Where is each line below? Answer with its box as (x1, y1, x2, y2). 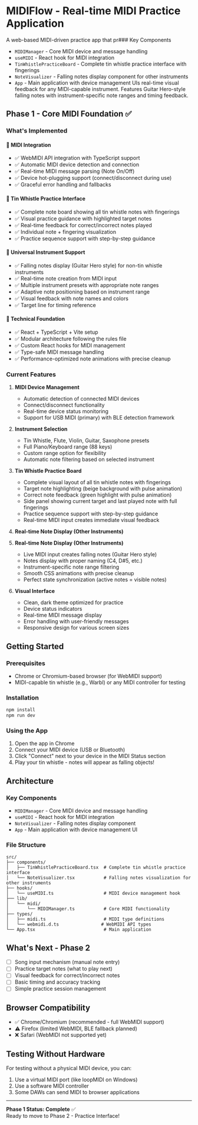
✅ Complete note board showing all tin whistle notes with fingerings (14, 208, 180, 215)
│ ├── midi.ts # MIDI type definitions (6, 916, 165, 923)
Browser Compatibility (6, 1002, 90, 1013)
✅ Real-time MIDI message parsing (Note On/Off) (14, 167, 135, 175)
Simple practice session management (14, 985, 106, 992)
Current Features (6, 370, 57, 378)
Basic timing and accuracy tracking (14, 978, 101, 986)
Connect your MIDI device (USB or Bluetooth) (14, 746, 126, 753)
